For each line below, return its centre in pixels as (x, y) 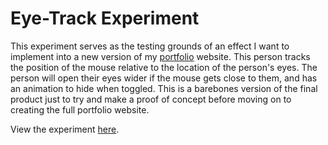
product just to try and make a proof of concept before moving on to (151, 99)
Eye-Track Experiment (105, 18)
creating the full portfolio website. (80, 109)
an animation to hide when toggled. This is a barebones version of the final (164, 88)
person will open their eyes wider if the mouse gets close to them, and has (164, 78)
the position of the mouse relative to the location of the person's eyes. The (164, 67)
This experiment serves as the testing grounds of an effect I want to (150, 46)
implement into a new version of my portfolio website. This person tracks (160, 56)
